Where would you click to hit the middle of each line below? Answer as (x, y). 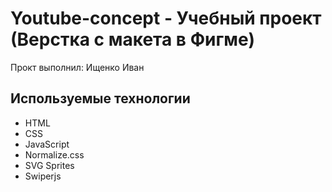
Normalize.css (54, 154)
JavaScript (47, 144)
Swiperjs (43, 176)
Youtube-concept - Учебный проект (166, 18)
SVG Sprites (49, 165)
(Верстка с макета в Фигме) (132, 39)
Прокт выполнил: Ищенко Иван (77, 67)
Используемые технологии (100, 98)
